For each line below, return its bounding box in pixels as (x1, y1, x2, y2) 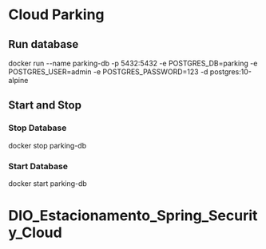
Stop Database (8, 122, 67, 133)
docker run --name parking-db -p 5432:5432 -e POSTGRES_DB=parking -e (8, 58, 258, 68)
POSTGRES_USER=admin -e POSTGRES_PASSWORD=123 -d (8, 67, 208, 77)
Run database (8, 38, 79, 51)
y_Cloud (8, 223, 62, 242)
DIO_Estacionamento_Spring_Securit (8, 207, 258, 225)
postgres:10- (209, 67, 252, 77)
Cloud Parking (8, 6, 105, 24)
